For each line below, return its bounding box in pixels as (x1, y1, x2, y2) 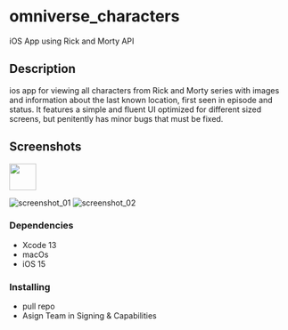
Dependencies (9, 220, 74, 232)
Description (9, 61, 76, 76)
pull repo (21, 301, 55, 312)
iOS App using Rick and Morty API (9, 36, 135, 46)
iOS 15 (21, 258, 46, 269)
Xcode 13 (21, 239, 57, 250)
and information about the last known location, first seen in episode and (9, 94, 274, 105)
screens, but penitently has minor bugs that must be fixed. (9, 113, 224, 124)
